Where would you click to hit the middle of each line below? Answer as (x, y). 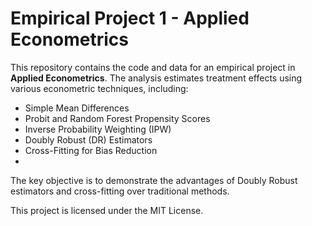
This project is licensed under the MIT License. (107, 210)
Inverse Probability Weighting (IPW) (98, 129)
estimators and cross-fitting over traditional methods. (120, 191)
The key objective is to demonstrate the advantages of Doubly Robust (154, 180)
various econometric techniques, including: (99, 88)
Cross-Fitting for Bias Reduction (91, 150)
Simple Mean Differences (77, 108)
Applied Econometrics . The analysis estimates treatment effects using (156, 78)
